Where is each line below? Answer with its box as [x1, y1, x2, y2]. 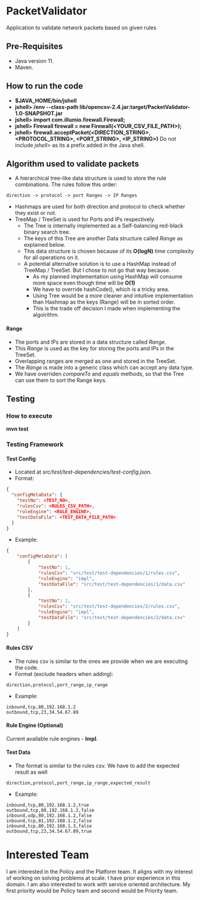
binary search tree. [23, 229, 70, 236]
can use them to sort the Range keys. [14, 376, 107, 384]
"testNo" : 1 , [38, 565, 70, 571]
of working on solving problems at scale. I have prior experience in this [6, 874, 181, 881]
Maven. [14, 63, 34, 71]
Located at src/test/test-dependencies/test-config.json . [14, 468, 152, 475]
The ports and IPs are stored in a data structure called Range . [14, 338, 167, 346]
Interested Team [6, 849, 90, 862]
